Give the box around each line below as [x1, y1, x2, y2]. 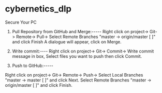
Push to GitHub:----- [12, 63, 54, 68]
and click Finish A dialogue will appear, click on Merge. [12, 39, 122, 44]
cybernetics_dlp [5, 3, 72, 14]
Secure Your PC [5, 19, 37, 25]
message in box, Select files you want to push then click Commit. [12, 53, 142, 59]
